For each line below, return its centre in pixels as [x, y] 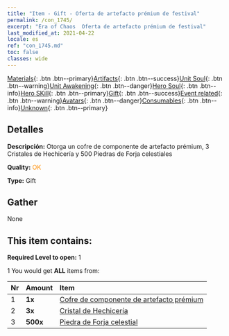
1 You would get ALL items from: [53, 271]
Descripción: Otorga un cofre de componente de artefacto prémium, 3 [108, 146]
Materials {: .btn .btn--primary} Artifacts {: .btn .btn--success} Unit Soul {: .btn [115, 78]
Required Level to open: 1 [44, 258]
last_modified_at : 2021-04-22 [51, 33]
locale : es [23, 39]
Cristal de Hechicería [94, 311]
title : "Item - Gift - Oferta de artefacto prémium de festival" [103, 14]
